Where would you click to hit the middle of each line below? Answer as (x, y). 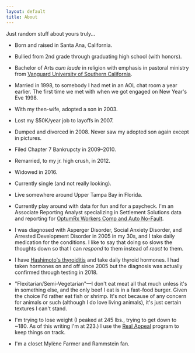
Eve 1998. (26, 98)
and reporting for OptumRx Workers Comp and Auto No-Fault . (89, 218)
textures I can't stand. (41, 309)
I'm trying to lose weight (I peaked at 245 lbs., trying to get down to (95, 320)
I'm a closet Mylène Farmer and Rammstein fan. (72, 344)
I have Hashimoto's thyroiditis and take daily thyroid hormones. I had (97, 260)
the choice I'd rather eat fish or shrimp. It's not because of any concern (100, 296)
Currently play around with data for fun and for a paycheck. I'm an (94, 206)
